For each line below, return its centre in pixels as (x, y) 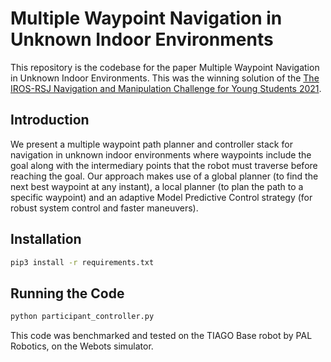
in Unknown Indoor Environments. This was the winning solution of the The (165, 78)
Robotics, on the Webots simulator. (82, 346)
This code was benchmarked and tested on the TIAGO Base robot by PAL (161, 336)
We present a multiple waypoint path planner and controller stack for (151, 144)
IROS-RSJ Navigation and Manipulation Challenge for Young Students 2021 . (166, 88)
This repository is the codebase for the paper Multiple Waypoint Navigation (165, 67)
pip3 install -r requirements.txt (82, 262)
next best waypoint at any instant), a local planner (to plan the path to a (157, 186)
